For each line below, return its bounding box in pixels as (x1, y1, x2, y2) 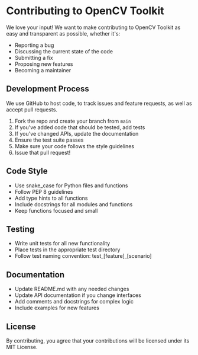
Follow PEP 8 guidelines (14, 188, 73, 195)
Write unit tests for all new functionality (14, 240, 111, 247)
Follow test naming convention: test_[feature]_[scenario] (14, 252, 152, 260)
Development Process (6, 84, 90, 94)
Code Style (6, 166, 48, 176)
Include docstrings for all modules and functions (14, 200, 133, 208)
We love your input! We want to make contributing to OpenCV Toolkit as (6, 24, 181, 31)
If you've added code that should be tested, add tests (14, 123, 145, 131)
